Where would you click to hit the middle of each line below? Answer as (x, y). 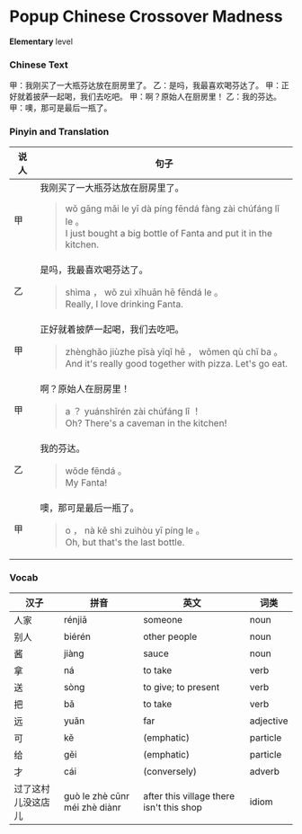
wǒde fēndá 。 (96, 471)
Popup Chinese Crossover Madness (146, 17)
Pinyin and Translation (59, 132)
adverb (265, 771)
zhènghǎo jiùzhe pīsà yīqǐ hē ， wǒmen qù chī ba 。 (174, 351)
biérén (77, 636)
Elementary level (41, 41)
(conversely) (170, 771)
